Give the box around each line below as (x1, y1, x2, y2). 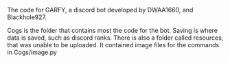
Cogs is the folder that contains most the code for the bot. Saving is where (7, 27, 218, 34)
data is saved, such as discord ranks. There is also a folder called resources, (7, 34, 224, 42)
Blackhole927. (7, 13, 47, 21)
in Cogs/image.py (7, 48, 57, 56)
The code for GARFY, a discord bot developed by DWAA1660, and (7, 6, 194, 14)
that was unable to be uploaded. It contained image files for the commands (7, 41, 220, 49)
